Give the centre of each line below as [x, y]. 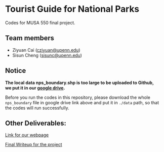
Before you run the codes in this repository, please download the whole [78, 97]
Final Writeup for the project [34, 145]
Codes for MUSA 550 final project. [40, 23]
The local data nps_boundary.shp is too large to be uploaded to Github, [80, 83]
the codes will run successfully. [37, 108]
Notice [16, 71]
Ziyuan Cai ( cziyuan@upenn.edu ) [46, 50]
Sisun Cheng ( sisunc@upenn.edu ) [47, 55]
